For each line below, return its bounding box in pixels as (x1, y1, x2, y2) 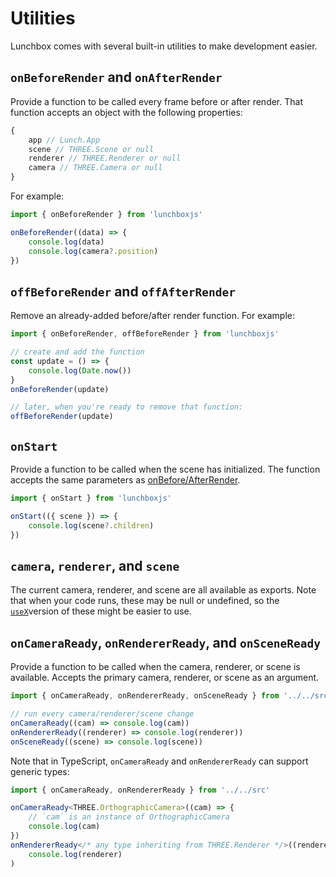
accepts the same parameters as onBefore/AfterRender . (10, 474, 241, 486)
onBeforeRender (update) (10, 384, 110, 394)
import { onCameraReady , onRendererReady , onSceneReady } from (10, 691, 280, 701)
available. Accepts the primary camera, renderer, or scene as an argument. (10, 672, 320, 684)
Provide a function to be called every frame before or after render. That (10, 95, 303, 107)
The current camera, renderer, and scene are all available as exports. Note (10, 584, 317, 596)
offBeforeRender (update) (10, 412, 114, 422)
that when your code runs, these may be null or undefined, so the (10, 595, 280, 607)
